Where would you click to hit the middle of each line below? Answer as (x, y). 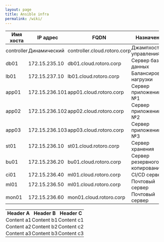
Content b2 (44, 227)
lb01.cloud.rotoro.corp (93, 76)
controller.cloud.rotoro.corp (99, 51)
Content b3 (44, 234)
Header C (71, 213)
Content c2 (71, 227)
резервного (145, 162)
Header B (45, 213)
